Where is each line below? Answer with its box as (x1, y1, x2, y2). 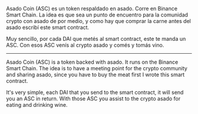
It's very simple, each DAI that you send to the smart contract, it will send (6, 89, 184, 96)
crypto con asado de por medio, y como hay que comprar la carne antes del (6, 18, 192, 24)
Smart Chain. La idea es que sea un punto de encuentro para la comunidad (6, 11, 189, 18)
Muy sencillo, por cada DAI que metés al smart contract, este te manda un (6, 35, 186, 42)
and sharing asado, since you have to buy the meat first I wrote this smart (6, 71, 185, 78)
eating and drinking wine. (6, 102, 68, 108)
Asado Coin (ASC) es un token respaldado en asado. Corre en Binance (6, 5, 178, 12)
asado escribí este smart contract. (6, 24, 90, 31)
